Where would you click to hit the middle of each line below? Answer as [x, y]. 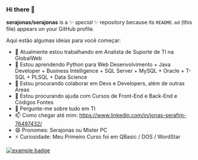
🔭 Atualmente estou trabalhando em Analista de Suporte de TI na [94, 52]
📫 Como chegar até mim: [46, 116]
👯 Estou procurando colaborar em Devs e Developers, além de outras [100, 84]
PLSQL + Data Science [59, 77]
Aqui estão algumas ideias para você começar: [64, 40]
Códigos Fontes [34, 103]
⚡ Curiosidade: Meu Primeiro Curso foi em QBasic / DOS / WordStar [98, 137]
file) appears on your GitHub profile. [50, 29]
